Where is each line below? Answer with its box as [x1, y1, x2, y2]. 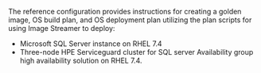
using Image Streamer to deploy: [8, 24, 115, 33]
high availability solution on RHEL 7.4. [19, 56, 142, 65]
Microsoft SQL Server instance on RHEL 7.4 [19, 39, 162, 48]
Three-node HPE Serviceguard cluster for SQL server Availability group [19, 48, 254, 56]
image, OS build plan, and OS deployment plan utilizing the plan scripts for [8, 15, 252, 25]
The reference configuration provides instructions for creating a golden [8, 7, 242, 16]
